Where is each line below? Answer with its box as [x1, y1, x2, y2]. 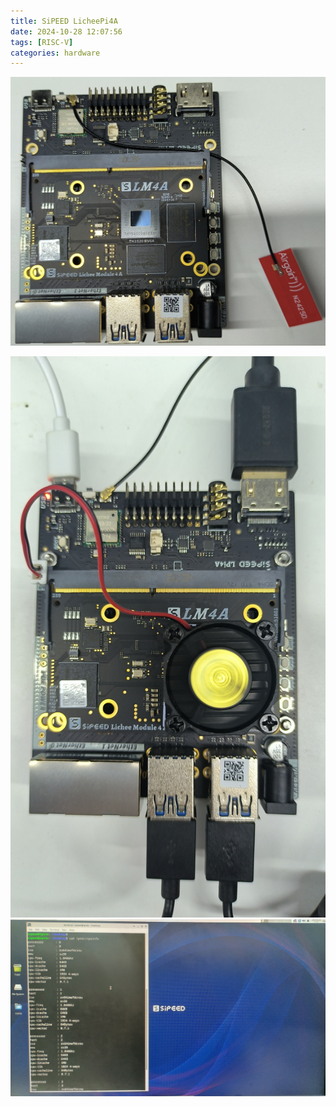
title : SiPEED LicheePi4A [10, 16, 118, 26]
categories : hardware [10, 48, 101, 58]
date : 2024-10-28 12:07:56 [10, 26, 123, 37]
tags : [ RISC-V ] [10, 37, 74, 47]
